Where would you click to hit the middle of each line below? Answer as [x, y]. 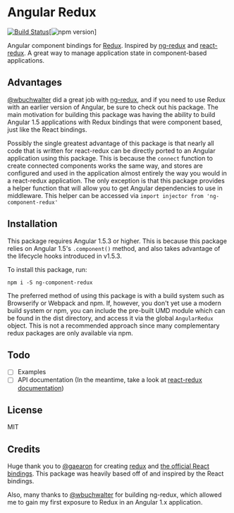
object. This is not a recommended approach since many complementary [113, 326]
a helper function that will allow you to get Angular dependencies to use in [115, 188]
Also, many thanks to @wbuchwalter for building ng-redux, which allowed [115, 495]
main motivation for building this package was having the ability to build [111, 114]
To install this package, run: [47, 269]
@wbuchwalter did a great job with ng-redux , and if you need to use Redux [116, 99]
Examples [32, 372]
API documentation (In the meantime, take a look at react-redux [110, 380]
